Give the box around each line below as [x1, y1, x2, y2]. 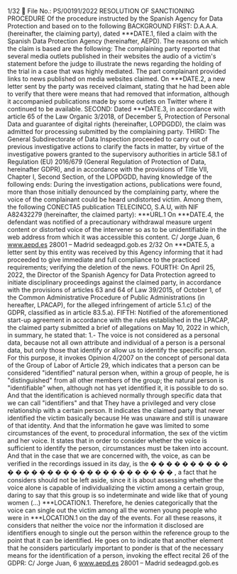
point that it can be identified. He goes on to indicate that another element [7, 536, 224, 544]
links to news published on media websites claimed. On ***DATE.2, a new [7, 74, 226, 83]
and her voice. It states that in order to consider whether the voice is [7, 436, 207, 445]
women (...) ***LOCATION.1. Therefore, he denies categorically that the [7, 499, 218, 507]
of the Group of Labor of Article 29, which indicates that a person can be [7, 361, 220, 369]
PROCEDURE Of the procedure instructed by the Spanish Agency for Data [7, 14, 224, 23]
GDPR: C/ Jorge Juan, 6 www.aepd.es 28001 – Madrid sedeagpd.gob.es [7, 559, 219, 567]
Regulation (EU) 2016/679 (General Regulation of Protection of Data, [7, 158, 206, 166]
